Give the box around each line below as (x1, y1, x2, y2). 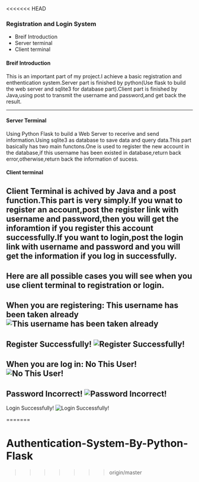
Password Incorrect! (6, 388, 83, 399)
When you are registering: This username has (6, 301, 179, 311)
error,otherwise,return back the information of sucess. (6, 155, 139, 162)
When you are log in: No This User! (6, 359, 137, 369)
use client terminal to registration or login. (6, 280, 165, 291)
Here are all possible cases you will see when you (6, 271, 192, 281)
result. (6, 98, 22, 105)
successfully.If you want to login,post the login (6, 232, 184, 242)
